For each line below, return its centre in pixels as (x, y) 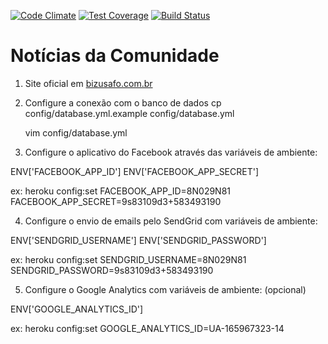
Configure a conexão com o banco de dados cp (123, 102)
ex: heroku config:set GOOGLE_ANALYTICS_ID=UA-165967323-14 (147, 328)
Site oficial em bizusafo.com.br (88, 83)
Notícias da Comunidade (115, 56)
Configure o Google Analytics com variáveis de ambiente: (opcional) (165, 289)
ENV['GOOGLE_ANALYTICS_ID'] (77, 309)
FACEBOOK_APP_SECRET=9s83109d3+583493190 (116, 201)
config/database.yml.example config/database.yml (129, 113)
